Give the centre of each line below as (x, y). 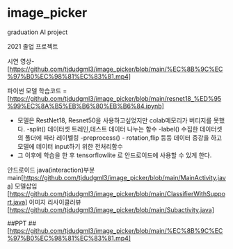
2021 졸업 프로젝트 (33, 46)
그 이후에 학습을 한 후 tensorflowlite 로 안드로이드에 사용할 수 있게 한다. (114, 155)
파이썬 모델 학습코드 (34, 90)
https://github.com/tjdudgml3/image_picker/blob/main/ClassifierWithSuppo (118, 193)
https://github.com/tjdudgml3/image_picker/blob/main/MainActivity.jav (124, 177)
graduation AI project (38, 32)
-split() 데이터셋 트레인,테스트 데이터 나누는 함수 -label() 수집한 (112, 129)
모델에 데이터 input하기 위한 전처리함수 (70, 146)
